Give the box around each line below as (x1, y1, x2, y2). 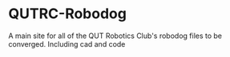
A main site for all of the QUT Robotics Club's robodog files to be (8, 31, 223, 40)
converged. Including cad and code (8, 39, 126, 48)
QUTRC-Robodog (8, 5, 127, 23)
